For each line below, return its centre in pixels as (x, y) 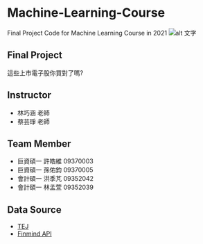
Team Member (39, 144)
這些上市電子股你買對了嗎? (45, 73)
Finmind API (34, 234)
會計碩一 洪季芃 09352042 (55, 179)
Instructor (29, 95)
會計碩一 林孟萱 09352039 (55, 187)
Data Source (34, 210)
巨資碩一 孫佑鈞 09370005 (55, 170)
